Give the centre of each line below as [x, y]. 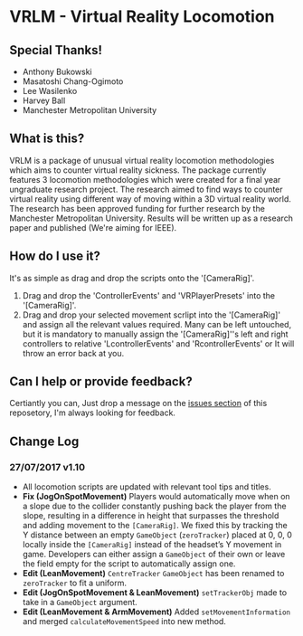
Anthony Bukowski [57, 71]
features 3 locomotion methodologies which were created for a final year [145, 179]
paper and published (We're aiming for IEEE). [93, 227]
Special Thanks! [56, 50]
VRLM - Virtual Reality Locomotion [142, 17]
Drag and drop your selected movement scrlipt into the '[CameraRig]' [151, 315]
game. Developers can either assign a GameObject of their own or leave [154, 555]
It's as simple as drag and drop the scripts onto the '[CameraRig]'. [132, 278]
